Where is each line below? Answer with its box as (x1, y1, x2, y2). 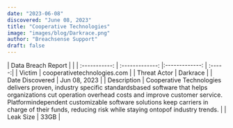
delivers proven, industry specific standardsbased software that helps (7, 84, 208, 91)
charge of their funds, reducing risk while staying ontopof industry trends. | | (7, 105, 227, 113)
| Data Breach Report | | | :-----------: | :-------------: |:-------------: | (7, 62, 207, 69)
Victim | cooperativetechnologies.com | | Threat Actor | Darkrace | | (19, 68, 213, 77)
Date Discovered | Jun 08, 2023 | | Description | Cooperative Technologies (7, 76, 221, 84)
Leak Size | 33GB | (7, 113, 61, 121)
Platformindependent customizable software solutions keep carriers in (7, 98, 209, 106)
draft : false (7, 42, 45, 49)
